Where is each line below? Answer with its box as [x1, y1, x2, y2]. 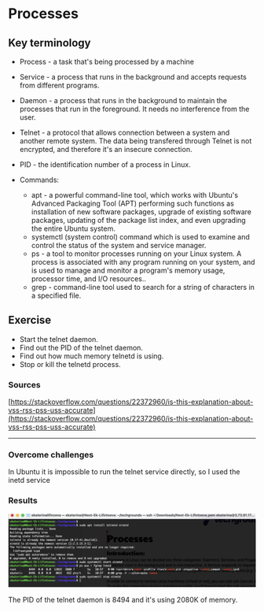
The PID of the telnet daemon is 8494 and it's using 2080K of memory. [8, 595, 238, 605]
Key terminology [8, 36, 92, 50]
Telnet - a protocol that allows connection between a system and [19, 128, 230, 137]
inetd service [8, 476, 51, 485]
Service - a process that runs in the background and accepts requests [19, 72, 247, 81]
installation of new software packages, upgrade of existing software [31, 207, 251, 217]
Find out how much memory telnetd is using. [19, 351, 164, 361]
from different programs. [19, 80, 100, 90]
